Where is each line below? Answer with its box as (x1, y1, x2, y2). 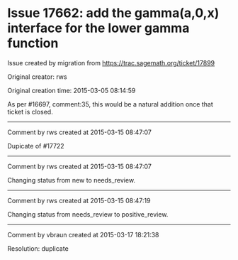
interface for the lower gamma (7, 20, 190, 36)
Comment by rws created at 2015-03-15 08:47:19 (7, 196, 151, 205)
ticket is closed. (7, 107, 53, 116)
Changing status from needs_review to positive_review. (7, 210, 169, 218)
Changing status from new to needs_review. (7, 175, 136, 184)
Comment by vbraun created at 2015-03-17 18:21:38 (7, 230, 159, 239)
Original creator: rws (7, 72, 67, 81)
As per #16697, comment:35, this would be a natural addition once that (7, 99, 214, 108)
